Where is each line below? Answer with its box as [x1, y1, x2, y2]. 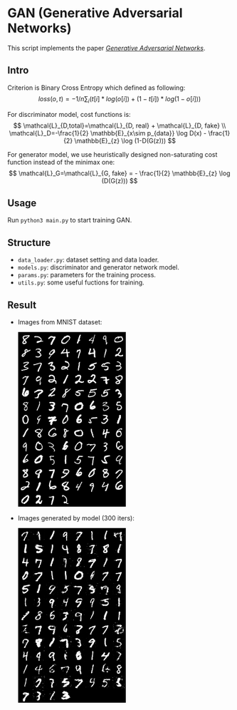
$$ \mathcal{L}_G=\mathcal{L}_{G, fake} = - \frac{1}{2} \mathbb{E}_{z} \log [9, 169, 231, 177]
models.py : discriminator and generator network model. [17, 263, 179, 272]
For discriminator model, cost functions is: [7, 110, 131, 118]
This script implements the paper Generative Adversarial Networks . [7, 43, 206, 52]
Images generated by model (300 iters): [17, 513, 135, 522]
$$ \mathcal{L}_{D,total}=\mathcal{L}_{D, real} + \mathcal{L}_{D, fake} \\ [13, 121, 226, 130]
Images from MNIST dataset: [17, 317, 102, 326]
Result [7, 299, 37, 311]
